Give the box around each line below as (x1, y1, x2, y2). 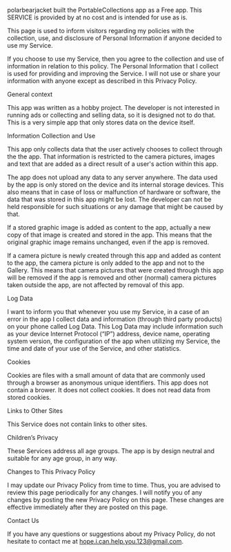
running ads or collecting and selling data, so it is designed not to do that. (7, 111, 216, 119)
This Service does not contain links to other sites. (7, 420, 148, 428)
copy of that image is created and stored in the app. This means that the (7, 231, 212, 239)
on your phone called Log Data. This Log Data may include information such (7, 322, 223, 331)
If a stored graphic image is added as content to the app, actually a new (7, 223, 211, 231)
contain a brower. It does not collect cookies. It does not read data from (7, 386, 211, 394)
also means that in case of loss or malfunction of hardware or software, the (7, 188, 221, 196)
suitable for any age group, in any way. (7, 454, 117, 462)
